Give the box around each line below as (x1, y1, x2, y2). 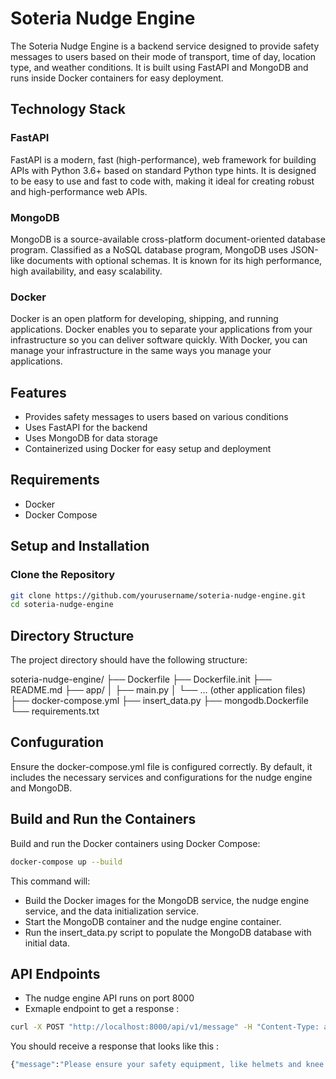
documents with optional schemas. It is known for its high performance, (26, 254, 323, 266)
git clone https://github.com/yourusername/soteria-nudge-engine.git (10, 590, 307, 601)
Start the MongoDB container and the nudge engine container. (24, 915, 282, 927)
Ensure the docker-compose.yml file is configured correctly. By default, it (10, 760, 313, 772)
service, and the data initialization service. (24, 905, 200, 917)
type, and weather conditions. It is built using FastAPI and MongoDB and (10, 61, 309, 73)
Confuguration (10, 734, 105, 751)
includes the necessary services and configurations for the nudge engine (10, 771, 313, 783)
